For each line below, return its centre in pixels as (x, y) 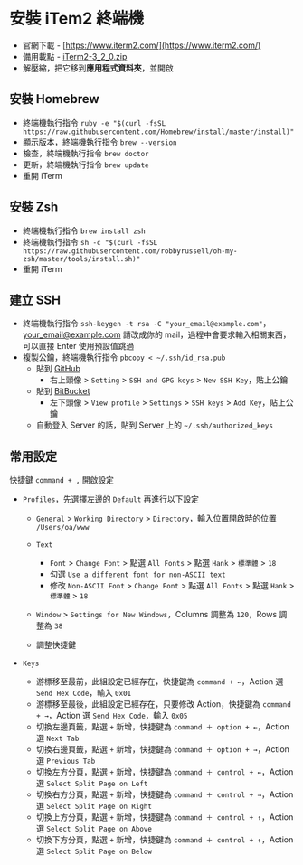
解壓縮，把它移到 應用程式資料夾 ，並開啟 (98, 68)
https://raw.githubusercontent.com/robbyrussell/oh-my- (130, 251)
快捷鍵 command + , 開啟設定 (62, 480)
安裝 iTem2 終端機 (77, 19)
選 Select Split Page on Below (94, 851)
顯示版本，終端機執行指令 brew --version (99, 142)
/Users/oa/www (62, 528)
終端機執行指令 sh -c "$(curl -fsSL (90, 241)
